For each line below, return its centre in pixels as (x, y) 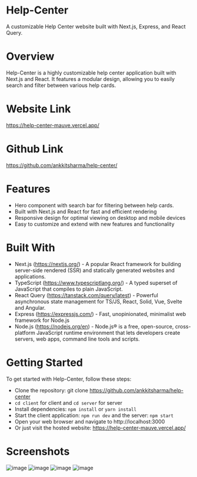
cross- (183, 326)
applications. (30, 276)
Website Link (39, 109)
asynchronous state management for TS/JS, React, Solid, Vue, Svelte (98, 301)
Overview (30, 57)
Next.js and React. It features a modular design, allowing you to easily (91, 79)
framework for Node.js (42, 320)
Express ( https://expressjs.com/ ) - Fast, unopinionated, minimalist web (100, 314)
